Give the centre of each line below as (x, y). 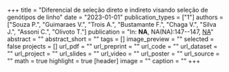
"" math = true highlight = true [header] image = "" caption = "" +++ (104, 61)
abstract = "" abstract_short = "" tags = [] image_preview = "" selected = (111, 39)
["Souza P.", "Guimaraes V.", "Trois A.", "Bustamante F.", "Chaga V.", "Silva (112, 24)
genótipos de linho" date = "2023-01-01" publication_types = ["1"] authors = (116, 17)
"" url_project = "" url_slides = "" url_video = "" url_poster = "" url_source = (113, 53)
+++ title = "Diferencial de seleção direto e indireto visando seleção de (108, 10)
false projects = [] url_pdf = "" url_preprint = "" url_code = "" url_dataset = (112, 46)
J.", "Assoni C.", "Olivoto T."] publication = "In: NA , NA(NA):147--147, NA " (110, 32)
